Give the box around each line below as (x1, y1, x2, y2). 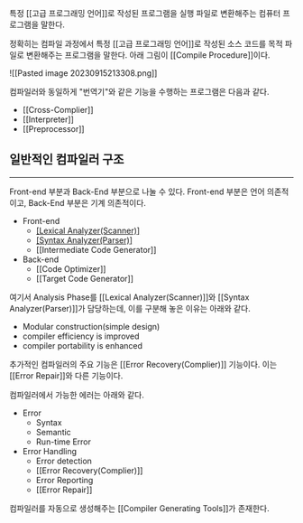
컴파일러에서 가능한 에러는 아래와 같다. (9, 389, 144, 400)
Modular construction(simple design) (22, 321, 161, 332)
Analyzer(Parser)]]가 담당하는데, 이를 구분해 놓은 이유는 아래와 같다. (9, 303, 251, 313)
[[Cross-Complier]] (22, 105, 94, 115)
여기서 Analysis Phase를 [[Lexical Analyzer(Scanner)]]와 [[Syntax (9, 292, 250, 303)
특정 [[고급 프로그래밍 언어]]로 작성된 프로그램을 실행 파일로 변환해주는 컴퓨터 (9, 8, 281, 18)
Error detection (35, 455, 93, 466)
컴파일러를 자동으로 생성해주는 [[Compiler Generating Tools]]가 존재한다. (9, 502, 270, 513)
